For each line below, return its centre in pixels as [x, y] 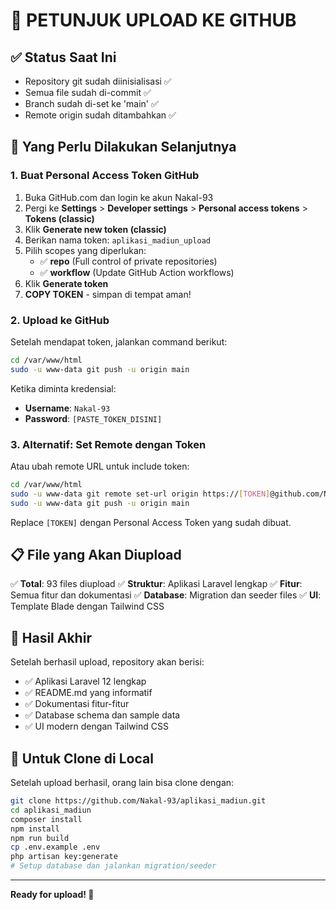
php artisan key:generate [64, 857]
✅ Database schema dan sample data [102, 715]
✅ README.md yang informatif [88, 693]
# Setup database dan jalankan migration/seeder [113, 866]
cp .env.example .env [55, 847]
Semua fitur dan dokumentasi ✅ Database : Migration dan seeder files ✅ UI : [166, 595]
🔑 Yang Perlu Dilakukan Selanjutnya [123, 147]
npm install [35, 829]
